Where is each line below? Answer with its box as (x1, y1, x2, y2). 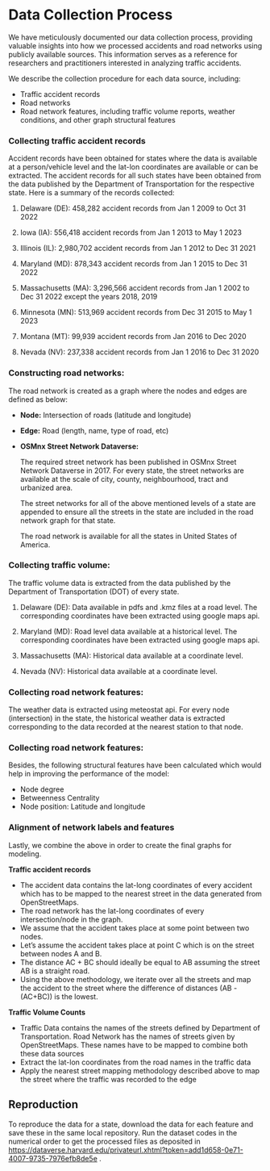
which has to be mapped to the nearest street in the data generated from (19, 889, 262, 898)
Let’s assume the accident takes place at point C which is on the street (19, 940, 255, 950)
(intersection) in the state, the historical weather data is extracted (8, 713, 226, 723)
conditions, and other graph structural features (19, 115, 176, 124)
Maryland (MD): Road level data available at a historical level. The (19, 626, 238, 636)
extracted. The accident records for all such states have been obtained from (8, 171, 262, 181)
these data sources (19, 1048, 85, 1058)
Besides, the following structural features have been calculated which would (8, 760, 262, 770)
